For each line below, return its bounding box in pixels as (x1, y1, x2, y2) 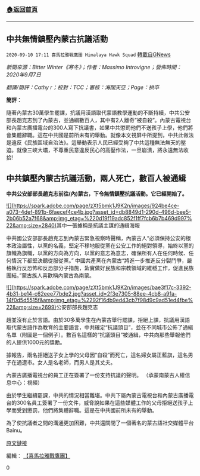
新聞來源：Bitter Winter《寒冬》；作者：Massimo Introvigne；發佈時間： (6, 64, 182, 71)
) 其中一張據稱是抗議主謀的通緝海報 (54, 222, 140, 229)
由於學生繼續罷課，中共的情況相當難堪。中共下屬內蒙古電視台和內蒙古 (6, 391, 179, 398)
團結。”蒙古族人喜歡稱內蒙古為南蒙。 (6, 272, 95, 279)
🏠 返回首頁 (6, 5, 38, 13)
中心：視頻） (11, 379, 43, 386)
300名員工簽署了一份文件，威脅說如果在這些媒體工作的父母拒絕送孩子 (16, 399, 189, 406)
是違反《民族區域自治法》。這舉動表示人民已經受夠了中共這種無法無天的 (6, 139, 181, 146)
